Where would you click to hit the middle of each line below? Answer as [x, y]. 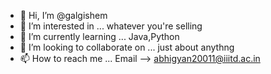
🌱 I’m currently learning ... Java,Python [99, 36]
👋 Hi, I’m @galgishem [63, 15]
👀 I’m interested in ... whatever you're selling [111, 26]
